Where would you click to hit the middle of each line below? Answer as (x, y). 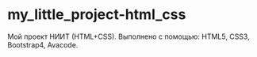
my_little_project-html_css (97, 15)
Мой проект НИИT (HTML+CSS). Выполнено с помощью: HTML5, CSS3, (129, 36)
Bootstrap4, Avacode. (43, 44)
